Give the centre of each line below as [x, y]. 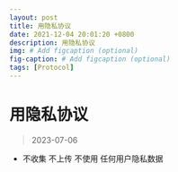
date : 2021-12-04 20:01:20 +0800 [72, 34]
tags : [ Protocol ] [42, 68]
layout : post [34, 17]
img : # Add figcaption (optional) [74, 51]
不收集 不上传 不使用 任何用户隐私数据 [93, 159]
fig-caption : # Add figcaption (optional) [90, 59]
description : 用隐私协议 [53, 43]
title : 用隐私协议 [40, 26]
